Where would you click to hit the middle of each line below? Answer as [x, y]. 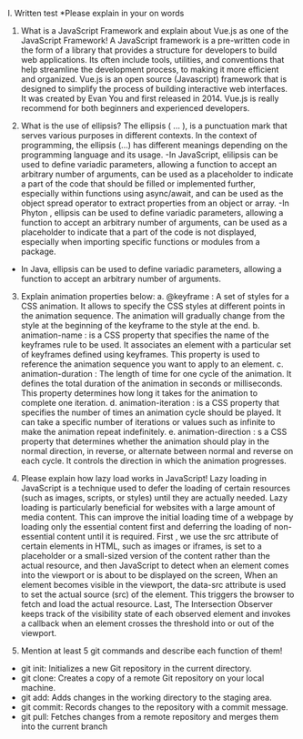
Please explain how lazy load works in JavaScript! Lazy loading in [144, 478]
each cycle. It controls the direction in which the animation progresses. [153, 461]
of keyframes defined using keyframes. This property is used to [140, 354]
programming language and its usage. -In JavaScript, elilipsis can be [149, 155]
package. [38, 251]
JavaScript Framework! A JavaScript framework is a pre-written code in [155, 40]
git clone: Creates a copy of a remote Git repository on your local [142, 678]
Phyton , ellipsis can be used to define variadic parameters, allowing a [152, 213]
